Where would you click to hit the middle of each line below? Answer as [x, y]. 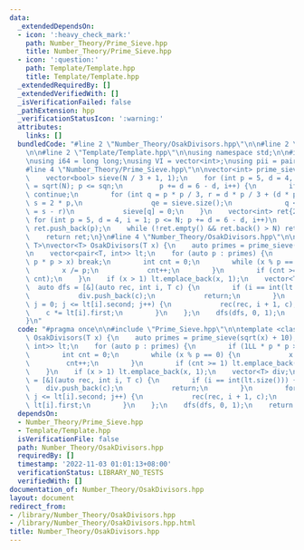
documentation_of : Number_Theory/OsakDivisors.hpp [107, 489]
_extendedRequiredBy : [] [64, 85]
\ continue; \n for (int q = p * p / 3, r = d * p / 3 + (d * [157, 195]
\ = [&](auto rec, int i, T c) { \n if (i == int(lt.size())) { [161, 380]
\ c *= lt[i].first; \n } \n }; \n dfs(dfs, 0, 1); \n [155, 313]
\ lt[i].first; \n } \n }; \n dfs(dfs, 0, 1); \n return [160, 405]
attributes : [40, 128]
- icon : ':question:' [58, 60]
